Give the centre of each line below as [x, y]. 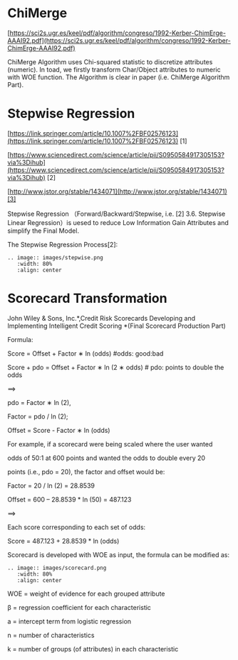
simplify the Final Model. [43, 231]
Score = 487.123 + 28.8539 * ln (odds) [63, 541]
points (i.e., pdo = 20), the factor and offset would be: [86, 471]
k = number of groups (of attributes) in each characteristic [93, 649]
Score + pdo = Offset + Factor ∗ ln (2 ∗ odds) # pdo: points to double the [116, 367]
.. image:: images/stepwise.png [55, 257]
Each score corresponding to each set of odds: [77, 527]
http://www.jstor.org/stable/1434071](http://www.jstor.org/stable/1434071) [119, 191]
